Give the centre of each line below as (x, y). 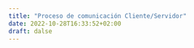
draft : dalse (30, 31)
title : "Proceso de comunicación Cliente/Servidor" (97, 16)
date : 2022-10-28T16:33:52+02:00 (65, 24)
